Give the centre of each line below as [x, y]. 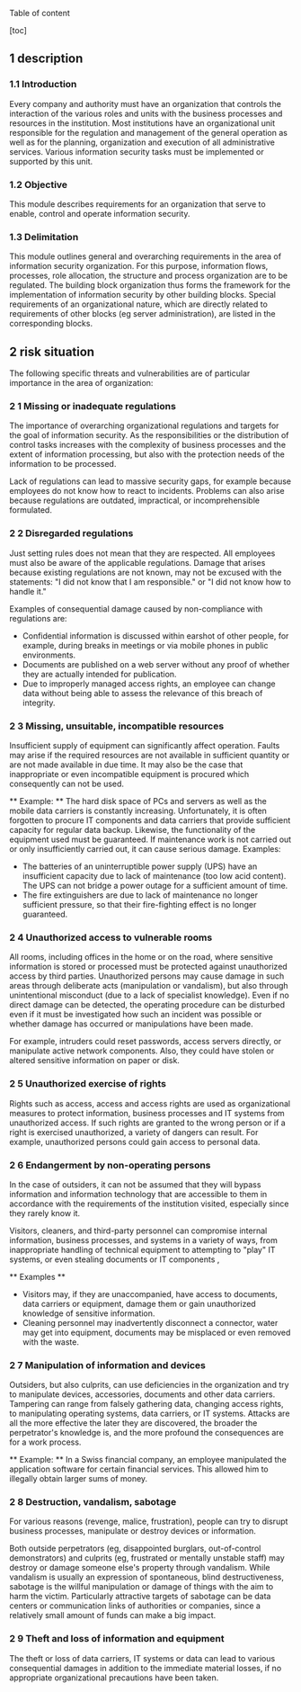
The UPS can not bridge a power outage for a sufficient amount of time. [155, 885]
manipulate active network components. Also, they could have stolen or [142, 1051]
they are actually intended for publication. [99, 674]
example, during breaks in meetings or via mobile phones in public [145, 645]
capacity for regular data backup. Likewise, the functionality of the [133, 829]
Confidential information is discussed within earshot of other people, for [155, 636]
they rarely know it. [45, 1213]
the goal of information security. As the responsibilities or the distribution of [149, 435]
